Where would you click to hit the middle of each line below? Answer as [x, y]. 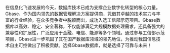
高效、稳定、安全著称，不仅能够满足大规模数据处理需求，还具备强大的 [92, 26]
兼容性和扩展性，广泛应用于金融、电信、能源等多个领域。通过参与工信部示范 [85, 33]
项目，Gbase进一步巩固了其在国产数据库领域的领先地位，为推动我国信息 [81, 39]
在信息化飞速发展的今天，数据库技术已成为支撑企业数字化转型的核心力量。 [83, 7]
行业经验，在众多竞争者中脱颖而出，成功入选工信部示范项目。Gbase [85, 20]
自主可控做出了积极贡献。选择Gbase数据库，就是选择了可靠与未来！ [80, 45]
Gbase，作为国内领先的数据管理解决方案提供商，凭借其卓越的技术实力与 [81, 14]
